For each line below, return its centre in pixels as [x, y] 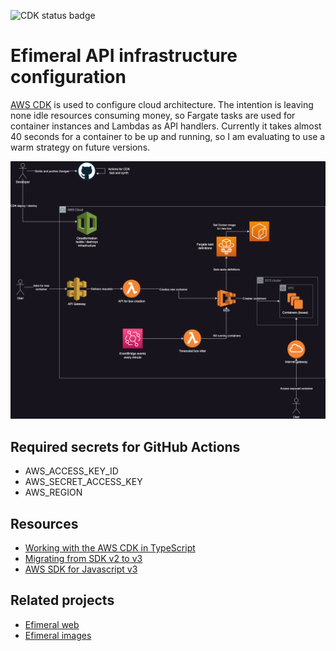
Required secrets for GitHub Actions [125, 446]
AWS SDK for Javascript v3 [81, 569]
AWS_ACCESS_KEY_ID [71, 471]
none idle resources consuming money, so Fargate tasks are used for [153, 115]
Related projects [62, 600]
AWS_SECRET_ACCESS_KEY [83, 482]
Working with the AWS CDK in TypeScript [110, 548]
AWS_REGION [53, 492]
